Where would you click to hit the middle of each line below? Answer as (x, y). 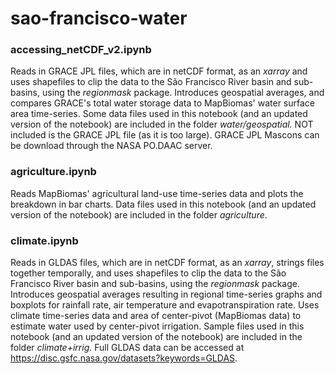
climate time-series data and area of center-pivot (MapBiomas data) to (156, 316)
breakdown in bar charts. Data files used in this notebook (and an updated (163, 204)
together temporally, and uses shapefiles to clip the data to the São (148, 273)
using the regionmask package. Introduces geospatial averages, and (183, 93)
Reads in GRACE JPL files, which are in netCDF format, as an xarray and (159, 71)
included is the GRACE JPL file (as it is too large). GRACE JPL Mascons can (165, 135)
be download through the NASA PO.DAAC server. (111, 146)
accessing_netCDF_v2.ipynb (81, 50)
